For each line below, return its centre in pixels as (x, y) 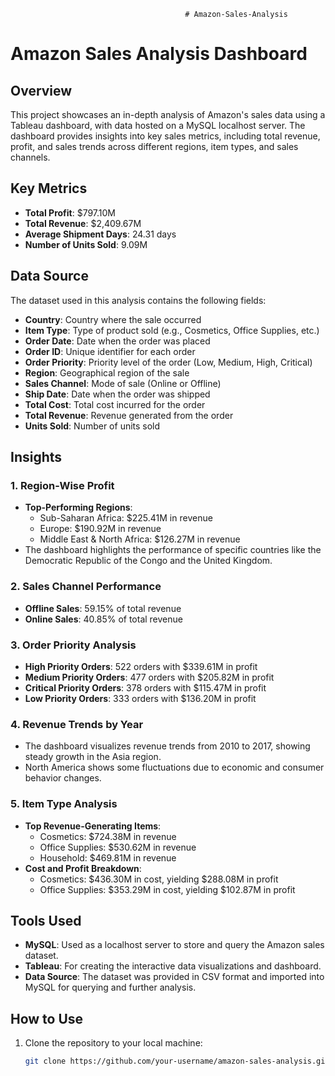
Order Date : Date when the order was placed (117, 341)
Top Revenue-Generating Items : (93, 826)
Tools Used (46, 920)
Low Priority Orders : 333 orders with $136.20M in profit (140, 698)
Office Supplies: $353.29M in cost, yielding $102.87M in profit (167, 889)
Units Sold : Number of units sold (92, 426)
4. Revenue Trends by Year (77, 724)
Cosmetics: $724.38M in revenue (108, 836)
